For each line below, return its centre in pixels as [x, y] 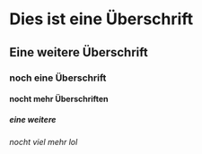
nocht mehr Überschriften [59, 99]
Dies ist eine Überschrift [101, 19]
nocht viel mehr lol [44, 142]
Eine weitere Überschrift [79, 52]
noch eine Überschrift [58, 78]
